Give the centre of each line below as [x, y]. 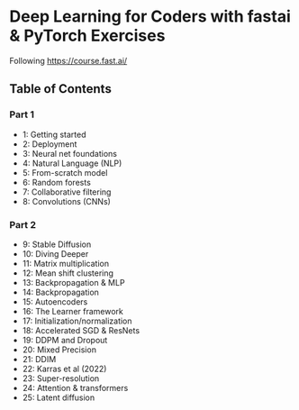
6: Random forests [57, 182]
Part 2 [23, 224]
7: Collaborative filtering [67, 192]
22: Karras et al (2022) [64, 369]
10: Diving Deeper [55, 253]
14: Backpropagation [60, 292]
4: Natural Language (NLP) [72, 163]
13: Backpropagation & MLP [73, 282]
